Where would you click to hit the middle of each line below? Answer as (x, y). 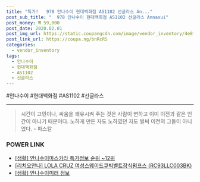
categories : (21, 45)
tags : (13, 56)
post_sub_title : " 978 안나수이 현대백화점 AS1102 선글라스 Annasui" (87, 17)
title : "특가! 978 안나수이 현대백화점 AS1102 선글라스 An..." (79, 12)
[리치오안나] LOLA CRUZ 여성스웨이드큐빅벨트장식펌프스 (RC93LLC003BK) (103, 166)
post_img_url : (24, 34)
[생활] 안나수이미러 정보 (42, 173)
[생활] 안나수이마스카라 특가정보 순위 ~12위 (65, 158)
